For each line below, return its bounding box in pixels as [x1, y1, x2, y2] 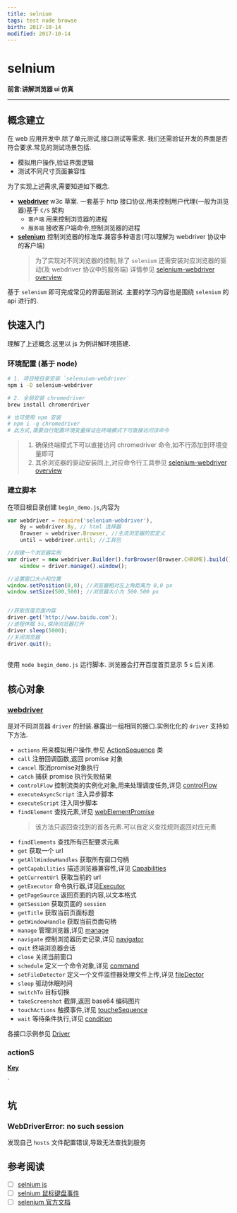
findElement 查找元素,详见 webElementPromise [17, 808, 155, 816]
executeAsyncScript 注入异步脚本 [17, 790, 114, 799]
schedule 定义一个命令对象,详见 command [17, 961, 140, 970]
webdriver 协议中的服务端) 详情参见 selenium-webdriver [51, 265, 215, 273]
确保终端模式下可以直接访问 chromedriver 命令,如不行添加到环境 [35, 441, 222, 449]
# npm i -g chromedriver [7, 420, 80, 428]
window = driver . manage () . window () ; [20, 562, 128, 569]
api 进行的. [7, 296, 39, 305]
